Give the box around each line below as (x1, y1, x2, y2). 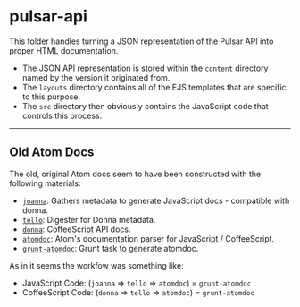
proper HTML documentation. (9, 45, 119, 55)
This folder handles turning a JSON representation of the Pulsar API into (9, 36, 274, 47)
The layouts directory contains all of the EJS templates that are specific (21, 81, 287, 92)
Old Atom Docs (9, 145, 95, 160)
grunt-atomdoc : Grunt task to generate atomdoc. (21, 243, 199, 253)
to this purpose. (21, 91, 81, 102)
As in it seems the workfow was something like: (9, 260, 185, 270)
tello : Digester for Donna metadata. (21, 214, 156, 225)
